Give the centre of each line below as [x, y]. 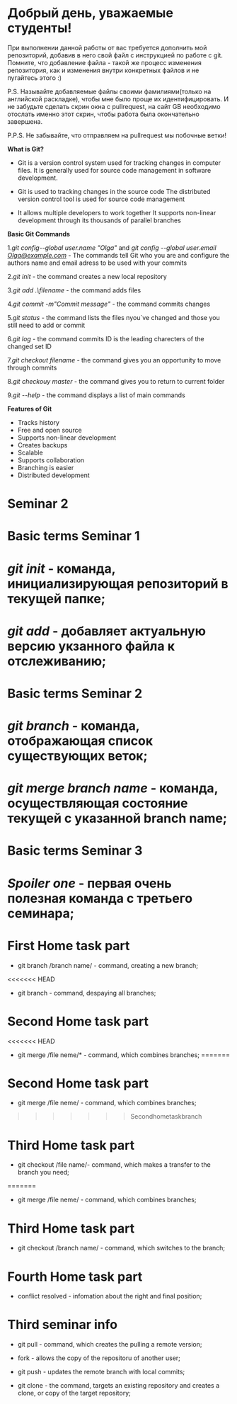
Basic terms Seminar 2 [75, 694]
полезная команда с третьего [100, 898]
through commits [32, 367]
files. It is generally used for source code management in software [114, 170]
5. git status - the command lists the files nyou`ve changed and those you [114, 317]
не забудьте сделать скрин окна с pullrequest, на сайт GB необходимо [114, 106]
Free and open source [50, 430]
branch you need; [43, 1172]
